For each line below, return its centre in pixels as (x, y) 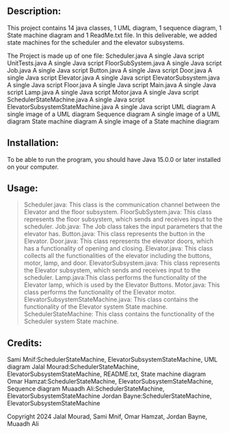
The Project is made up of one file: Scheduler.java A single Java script (106, 56)
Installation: (33, 143)
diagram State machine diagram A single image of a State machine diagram (113, 121)
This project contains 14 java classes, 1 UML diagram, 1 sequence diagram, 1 (114, 27)
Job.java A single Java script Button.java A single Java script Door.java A (110, 70)
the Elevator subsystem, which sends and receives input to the (112, 270)
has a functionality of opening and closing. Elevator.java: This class (118, 248)
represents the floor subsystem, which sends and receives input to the (123, 220)
